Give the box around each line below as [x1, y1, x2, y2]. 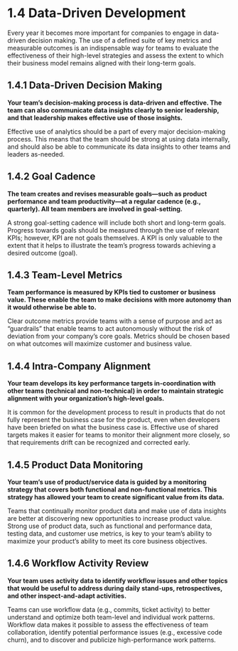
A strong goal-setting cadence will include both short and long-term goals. [7, 218, 226, 227]
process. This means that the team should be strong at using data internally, [7, 134, 230, 143]
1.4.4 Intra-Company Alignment [7, 360, 151, 372]
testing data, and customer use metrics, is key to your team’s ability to [7, 529, 212, 538]
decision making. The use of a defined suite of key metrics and [27, 36, 212, 44]
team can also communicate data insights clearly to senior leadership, [7, 105, 220, 115]
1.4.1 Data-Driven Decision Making [7, 80, 163, 92]
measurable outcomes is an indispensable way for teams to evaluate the [7, 43, 219, 52]
